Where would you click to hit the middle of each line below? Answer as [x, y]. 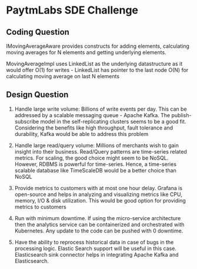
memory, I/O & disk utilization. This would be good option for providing [100, 200]
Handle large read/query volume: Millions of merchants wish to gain [97, 145]
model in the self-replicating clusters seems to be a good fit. [113, 121]
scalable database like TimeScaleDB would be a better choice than [95, 170]
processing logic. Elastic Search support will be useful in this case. [95, 248]
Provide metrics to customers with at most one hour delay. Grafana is [98, 188]
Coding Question [38, 32]
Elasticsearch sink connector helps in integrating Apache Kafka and [96, 254]
